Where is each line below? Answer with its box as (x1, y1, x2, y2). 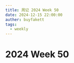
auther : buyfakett (5, 17, 44, 22)
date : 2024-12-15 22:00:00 (5, 12, 63, 17)
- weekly (10, 27, 29, 32)
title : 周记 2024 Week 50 (5, 7, 59, 13)
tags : (5, 22, 17, 27)
